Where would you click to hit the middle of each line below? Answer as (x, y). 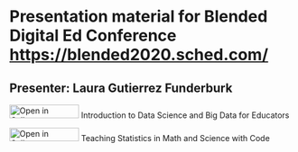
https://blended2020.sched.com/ (139, 55)
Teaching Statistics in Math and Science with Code (176, 138)
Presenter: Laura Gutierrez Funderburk (121, 88)
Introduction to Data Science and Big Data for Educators (185, 115)
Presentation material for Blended (139, 17)
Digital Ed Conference (93, 36)
